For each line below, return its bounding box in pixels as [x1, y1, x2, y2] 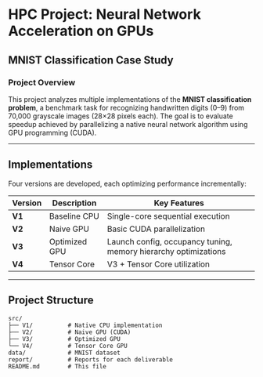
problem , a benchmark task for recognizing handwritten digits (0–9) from [8, 103, 245, 112]
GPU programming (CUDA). [8, 128, 97, 137]
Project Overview [8, 77, 76, 88]
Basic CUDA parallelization [106, 223, 206, 234]
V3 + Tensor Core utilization [106, 259, 210, 270]
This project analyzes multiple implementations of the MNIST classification [8, 94, 252, 103]
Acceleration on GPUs [8, 22, 154, 40]
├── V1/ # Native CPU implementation [8, 321, 163, 329]
